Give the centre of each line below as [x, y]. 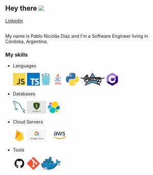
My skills [17, 55]
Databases [24, 94]
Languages [24, 66]
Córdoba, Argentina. [27, 41]
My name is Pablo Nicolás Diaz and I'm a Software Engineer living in [77, 36]
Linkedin [14, 20]
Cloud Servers [28, 122]
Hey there [21, 8]
